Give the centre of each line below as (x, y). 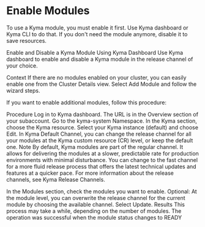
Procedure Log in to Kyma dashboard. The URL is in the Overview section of (102, 114)
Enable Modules (48, 11)
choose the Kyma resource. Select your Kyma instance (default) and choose (102, 127)
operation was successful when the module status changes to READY (94, 217)
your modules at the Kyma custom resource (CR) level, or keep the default (100, 140)
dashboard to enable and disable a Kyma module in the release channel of (100, 59)
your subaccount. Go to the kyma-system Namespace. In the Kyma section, (102, 121)
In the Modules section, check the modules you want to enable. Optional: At (102, 191)
